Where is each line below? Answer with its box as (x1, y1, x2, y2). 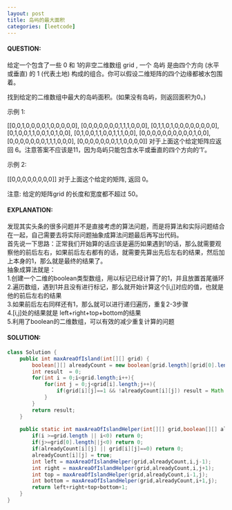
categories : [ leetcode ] (7, 23, 76, 30)
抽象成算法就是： (7, 265, 56, 273)
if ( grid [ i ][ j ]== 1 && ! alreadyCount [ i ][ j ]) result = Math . (56, 388, 227, 394)
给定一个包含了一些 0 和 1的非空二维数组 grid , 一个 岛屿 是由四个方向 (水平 (7, 60, 220, 69)
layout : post (7, 10, 45, 17)
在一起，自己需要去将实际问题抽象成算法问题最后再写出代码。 (7, 230, 183, 239)
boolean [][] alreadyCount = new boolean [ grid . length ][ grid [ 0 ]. (32, 361, 217, 369)
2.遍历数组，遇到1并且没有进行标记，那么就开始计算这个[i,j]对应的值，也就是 (7, 282, 224, 291)
